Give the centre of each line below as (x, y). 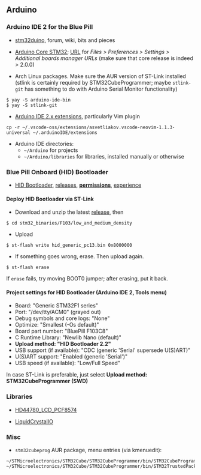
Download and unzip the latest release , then (69, 212)
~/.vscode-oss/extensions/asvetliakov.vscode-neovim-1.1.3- (98, 127)
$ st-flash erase (28, 268)
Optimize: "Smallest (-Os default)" (57, 325)
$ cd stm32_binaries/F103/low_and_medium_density (69, 223)
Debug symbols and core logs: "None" (62, 318)
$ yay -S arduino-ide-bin (38, 100)
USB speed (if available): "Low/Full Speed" (68, 363)
